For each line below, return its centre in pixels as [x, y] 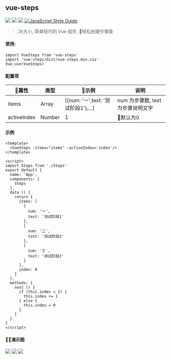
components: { [25, 179]
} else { [28, 301]
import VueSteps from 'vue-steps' [42, 55]
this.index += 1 [41, 297]
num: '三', [39, 251]
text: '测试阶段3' [46, 257]
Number [50, 117]
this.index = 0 [40, 305]
